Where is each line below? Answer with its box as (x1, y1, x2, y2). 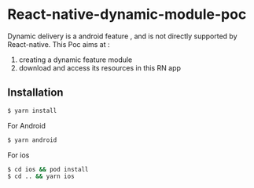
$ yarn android (7, 136, 57, 144)
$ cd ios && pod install (7, 165, 89, 173)
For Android (7, 121, 46, 130)
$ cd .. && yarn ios (7, 172, 75, 181)
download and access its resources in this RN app (18, 63, 182, 72)
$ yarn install (7, 107, 57, 114)
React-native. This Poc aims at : (7, 39, 111, 49)
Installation (7, 86, 64, 99)
